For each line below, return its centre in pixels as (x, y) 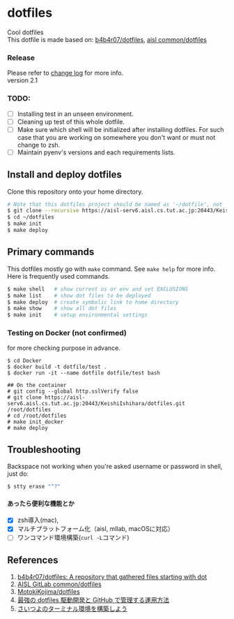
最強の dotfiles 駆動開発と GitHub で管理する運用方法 (93, 600)
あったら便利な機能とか (41, 503)
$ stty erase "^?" (34, 487)
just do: (18, 474)
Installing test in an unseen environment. (75, 114)
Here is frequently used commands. (58, 276)
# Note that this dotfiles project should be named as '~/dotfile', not (115, 204)
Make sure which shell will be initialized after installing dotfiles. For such (120, 129)
